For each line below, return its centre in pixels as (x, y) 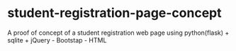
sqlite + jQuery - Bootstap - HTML (57, 40)
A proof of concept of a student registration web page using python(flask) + (118, 33)
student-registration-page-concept (114, 13)
